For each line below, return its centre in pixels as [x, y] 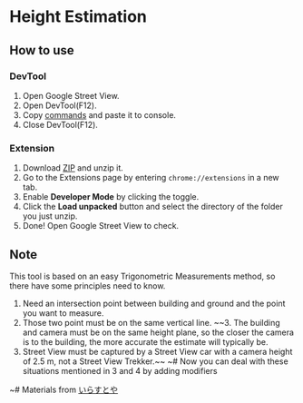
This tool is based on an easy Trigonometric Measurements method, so [142, 276]
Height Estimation [78, 17]
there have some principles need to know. [88, 285]
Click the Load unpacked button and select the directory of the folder [152, 207]
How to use [42, 50]
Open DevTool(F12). [59, 105]
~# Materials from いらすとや [64, 389]
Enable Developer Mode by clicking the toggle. [111, 197]
